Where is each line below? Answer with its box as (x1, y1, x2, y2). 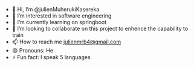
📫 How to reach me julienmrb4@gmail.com (11, 38, 121, 45)
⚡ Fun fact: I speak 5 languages (11, 54, 91, 60)
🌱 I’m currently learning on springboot (11, 19, 107, 25)
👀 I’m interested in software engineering (11, 12, 112, 19)
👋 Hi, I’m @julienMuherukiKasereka (11, 6, 100, 13)
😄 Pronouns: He (11, 47, 53, 54)
